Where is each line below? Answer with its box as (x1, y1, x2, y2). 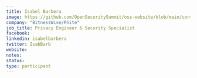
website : (6, 47, 28, 53)
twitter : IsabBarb (6, 42, 51, 48)
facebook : (6, 30, 30, 36)
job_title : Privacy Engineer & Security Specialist (6, 25, 135, 31)
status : (6, 57, 25, 63)
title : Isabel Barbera (6, 8, 62, 15)
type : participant (6, 63, 51, 69)
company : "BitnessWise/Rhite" (6, 19, 80, 25)
